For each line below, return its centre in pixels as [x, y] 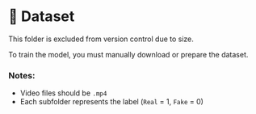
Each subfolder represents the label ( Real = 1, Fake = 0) [112, 102]
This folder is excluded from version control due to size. [101, 39]
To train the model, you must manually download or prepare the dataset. [128, 54]
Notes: [22, 75]
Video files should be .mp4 [63, 93]
